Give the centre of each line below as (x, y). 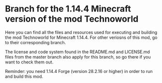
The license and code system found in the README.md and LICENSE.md (77, 52)
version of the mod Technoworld (72, 19)
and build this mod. (24, 76)
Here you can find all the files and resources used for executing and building (81, 32)
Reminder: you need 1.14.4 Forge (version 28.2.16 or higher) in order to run (79, 71)
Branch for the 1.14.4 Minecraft (68, 9)
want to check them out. (29, 62)
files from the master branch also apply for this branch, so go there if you (78, 57)
